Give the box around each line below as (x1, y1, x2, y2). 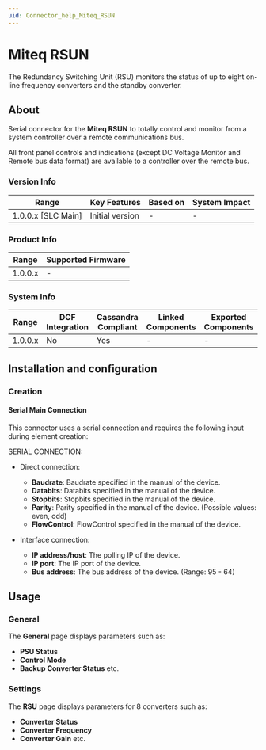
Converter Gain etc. (19, 733, 85, 743)
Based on (148, 196, 185, 207)
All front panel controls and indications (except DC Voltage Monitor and (8, 148, 241, 158)
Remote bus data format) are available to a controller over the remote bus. (8, 156, 249, 166)
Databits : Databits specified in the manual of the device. (31, 485, 216, 495)
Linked (158, 312, 184, 323)
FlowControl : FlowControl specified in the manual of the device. (31, 520, 241, 529)
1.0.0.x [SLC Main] (12, 210, 83, 221)
